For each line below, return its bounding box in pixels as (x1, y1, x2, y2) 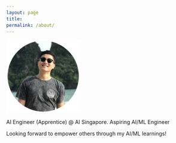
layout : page (6, 10, 39, 15)
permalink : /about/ (6, 22, 55, 28)
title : (6, 15, 23, 22)
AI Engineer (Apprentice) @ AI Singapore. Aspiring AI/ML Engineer (6, 119, 170, 126)
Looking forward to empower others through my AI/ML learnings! (6, 130, 166, 137)
